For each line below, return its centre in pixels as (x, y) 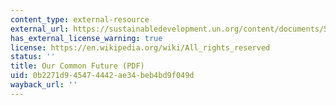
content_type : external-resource (80, 19)
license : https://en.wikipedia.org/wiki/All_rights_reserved (140, 47)
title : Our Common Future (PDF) (77, 66)
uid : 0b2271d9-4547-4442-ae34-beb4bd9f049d (102, 76)
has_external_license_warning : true (86, 38)
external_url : (40, 29)
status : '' (33, 57)
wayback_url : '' (44, 85)
